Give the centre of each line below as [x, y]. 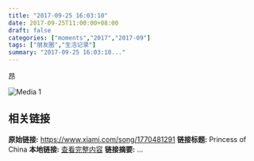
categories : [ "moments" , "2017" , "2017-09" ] [79, 38]
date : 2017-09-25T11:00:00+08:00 [63, 23]
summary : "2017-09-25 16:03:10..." [67, 52]
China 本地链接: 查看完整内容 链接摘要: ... [76, 149]
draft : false [30, 30]
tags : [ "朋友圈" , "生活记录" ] [52, 45]
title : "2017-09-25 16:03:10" [58, 15]
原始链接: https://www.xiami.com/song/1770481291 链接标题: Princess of [127, 139]
